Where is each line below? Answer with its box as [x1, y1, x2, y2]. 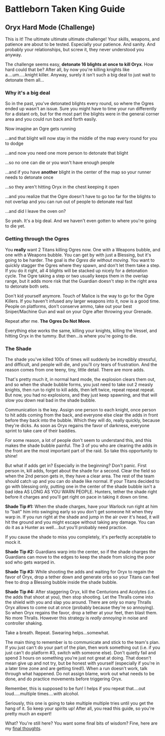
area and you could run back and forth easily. [5, 116, 98, 122]
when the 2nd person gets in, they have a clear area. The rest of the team [5, 473, 155, 479]
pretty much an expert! [5, 710, 52, 716]
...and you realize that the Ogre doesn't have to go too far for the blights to [5, 194, 156, 200]
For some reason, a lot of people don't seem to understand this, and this [5, 437, 152, 443]
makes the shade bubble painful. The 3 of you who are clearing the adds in [5, 442, 158, 448]
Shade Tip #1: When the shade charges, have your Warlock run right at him [5, 503, 158, 509]
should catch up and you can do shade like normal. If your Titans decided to [5, 478, 160, 484]
